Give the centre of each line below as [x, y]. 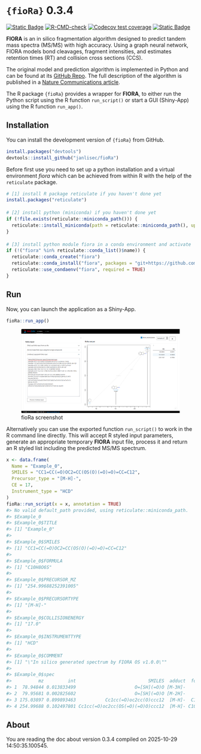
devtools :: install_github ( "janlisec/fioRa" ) [63, 158]
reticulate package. [32, 182]
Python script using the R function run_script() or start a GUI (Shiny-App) [98, 100]
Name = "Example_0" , [37, 466]
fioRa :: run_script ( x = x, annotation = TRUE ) [64, 504]
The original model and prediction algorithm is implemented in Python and [97, 69]
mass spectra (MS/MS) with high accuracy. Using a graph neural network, [97, 45]
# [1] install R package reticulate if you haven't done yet [84, 194]
